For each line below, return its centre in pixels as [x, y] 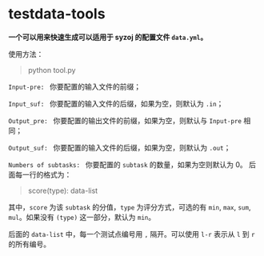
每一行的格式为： [43, 174]
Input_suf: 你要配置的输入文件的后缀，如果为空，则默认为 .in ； [116, 103]
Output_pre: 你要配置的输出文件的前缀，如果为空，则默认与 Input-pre [125, 120]
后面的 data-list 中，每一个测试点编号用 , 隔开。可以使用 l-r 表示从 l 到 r [132, 234]
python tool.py [52, 70]
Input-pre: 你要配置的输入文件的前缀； [75, 86]
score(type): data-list [63, 190]
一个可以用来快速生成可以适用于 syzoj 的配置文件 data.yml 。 [108, 37]
